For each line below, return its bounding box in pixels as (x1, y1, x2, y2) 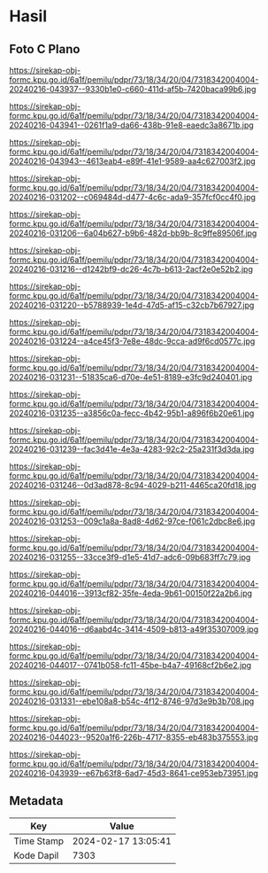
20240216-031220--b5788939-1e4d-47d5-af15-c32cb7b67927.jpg (9, 300, 255, 310)
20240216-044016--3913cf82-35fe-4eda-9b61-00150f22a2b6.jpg (9, 588, 253, 598)
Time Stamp (13, 835, 65, 847)
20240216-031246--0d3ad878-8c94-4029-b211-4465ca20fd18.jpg (9, 480, 257, 490)
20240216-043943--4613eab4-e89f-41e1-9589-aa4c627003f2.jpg (9, 156, 257, 166)
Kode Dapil (13, 849, 59, 861)
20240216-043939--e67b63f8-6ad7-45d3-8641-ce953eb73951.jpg (9, 768, 259, 778)
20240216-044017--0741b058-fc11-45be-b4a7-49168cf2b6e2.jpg (9, 660, 252, 670)
